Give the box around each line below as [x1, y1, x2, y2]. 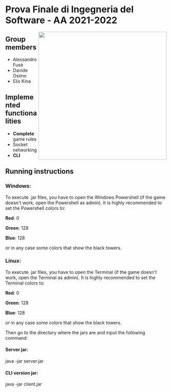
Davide [12, 68, 28, 73]
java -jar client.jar [5, 381, 42, 387]
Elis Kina [12, 78, 31, 84]
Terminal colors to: [5, 280, 45, 286]
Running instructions [5, 167, 74, 176]
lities [5, 117, 21, 126]
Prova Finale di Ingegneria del [5, 4, 134, 15]
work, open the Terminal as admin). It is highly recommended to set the [5, 274, 156, 280]
